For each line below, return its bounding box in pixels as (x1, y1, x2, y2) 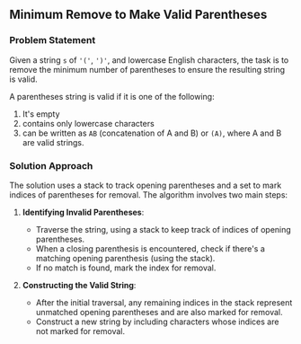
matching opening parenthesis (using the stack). (35, 252, 216, 263)
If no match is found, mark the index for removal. (35, 262, 217, 273)
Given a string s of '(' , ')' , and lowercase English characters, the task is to (9, 54, 289, 66)
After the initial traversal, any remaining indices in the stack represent (35, 296, 293, 308)
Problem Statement (9, 34, 96, 47)
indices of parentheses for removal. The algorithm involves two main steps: (9, 189, 288, 200)
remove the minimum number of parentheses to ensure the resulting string (9, 64, 286, 75)
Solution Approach (9, 159, 93, 172)
